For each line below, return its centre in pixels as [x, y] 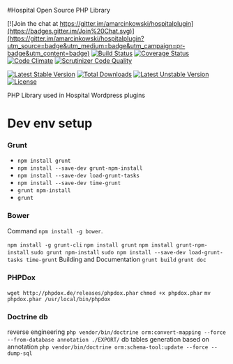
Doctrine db [28, 317]
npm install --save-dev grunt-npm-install [80, 168]
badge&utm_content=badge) [48, 53]
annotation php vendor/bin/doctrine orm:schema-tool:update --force [108, 347]
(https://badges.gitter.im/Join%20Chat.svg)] [71, 31]
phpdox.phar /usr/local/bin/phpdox [59, 300]
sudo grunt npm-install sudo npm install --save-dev [108, 252]
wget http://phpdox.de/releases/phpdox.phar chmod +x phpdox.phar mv [109, 293]
